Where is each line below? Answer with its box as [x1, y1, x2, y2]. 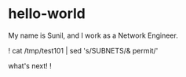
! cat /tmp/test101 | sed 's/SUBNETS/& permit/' [8, 46, 159, 55]
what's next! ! [8, 60, 53, 71]
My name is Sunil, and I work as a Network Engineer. [8, 31, 178, 40]
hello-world [8, 5, 86, 23]
